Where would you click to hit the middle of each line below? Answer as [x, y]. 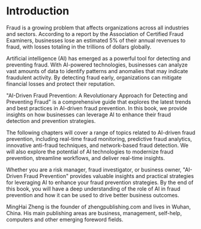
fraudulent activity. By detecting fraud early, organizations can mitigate [94, 77]
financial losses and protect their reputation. [61, 84]
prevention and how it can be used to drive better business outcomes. [93, 195]
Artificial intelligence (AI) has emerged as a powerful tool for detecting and [98, 58]
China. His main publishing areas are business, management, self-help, [94, 213]
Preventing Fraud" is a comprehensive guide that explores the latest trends [99, 102]
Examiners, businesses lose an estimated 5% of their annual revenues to [96, 40]
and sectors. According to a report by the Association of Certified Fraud [95, 34]
